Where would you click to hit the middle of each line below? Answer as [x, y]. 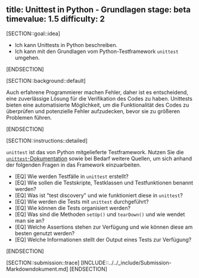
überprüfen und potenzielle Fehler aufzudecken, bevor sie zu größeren [93, 111]
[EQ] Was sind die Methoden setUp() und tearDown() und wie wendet [100, 214]
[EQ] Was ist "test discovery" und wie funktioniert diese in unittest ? [99, 195]
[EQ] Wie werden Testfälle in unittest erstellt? [72, 176]
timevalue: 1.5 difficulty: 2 [56, 19]
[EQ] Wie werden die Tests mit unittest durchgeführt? [82, 201]
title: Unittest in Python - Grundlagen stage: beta [98, 10]
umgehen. [27, 57]
